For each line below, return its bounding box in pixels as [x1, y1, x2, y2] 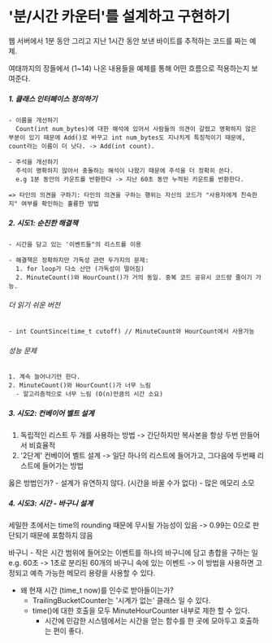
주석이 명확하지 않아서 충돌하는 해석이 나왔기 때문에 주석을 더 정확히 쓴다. [15, 166, 234, 175]
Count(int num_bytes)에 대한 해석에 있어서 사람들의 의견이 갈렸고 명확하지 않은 [15, 125, 257, 133]
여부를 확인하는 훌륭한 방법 [21, 199, 100, 208]
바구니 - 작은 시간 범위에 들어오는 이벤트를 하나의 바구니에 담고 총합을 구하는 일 [8, 548, 258, 558]
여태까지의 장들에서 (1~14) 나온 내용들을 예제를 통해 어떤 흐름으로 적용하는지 [8, 63, 250, 73]
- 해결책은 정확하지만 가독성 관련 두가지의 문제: [8, 256, 149, 265]
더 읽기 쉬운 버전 [8, 300, 61, 310]
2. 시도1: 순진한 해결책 [8, 217, 79, 228]
